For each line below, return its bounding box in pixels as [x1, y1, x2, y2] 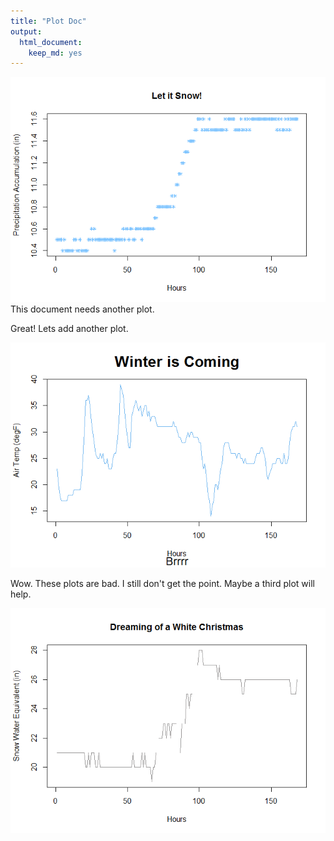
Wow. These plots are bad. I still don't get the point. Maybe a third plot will [10, 578, 315, 590]
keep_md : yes [28, 48, 83, 58]
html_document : [19, 37, 83, 47]
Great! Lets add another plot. [10, 323, 129, 335]
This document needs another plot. [10, 303, 155, 315]
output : [10, 26, 43, 37]
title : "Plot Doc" [10, 16, 87, 26]
